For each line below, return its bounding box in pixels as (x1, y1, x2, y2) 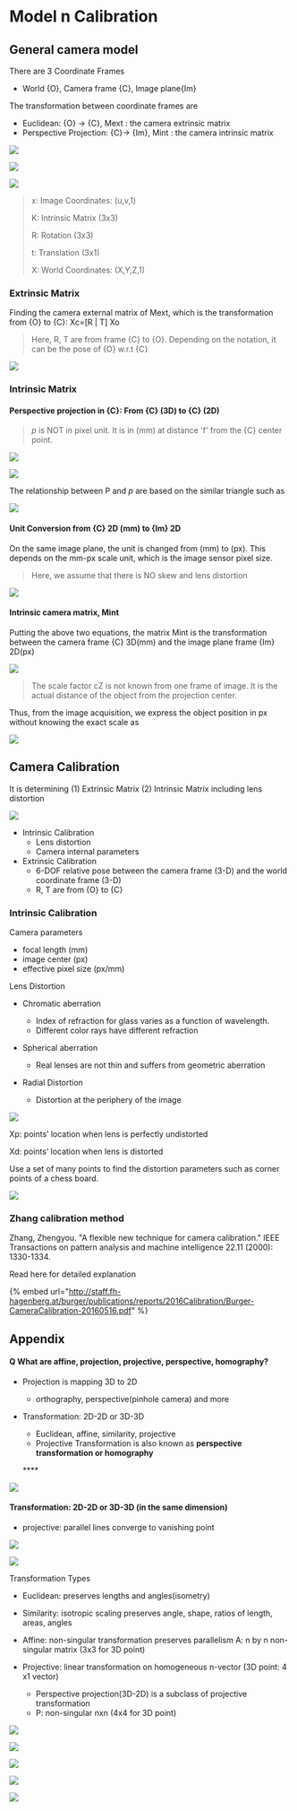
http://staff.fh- (68, 1287, 122, 1297)
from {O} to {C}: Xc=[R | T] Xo (9, 316, 120, 328)
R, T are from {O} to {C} (35, 884, 123, 895)
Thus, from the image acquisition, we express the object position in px (9, 706, 268, 718)
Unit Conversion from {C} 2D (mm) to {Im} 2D (9, 523, 182, 534)
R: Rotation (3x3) (30, 230, 94, 240)
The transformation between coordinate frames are (9, 100, 199, 111)
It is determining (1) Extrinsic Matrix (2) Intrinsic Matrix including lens (9, 783, 262, 794)
